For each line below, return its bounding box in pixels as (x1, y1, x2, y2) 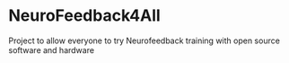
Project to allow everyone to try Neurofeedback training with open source (8, 35, 280, 46)
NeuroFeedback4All (8, 5, 161, 26)
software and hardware (8, 44, 95, 55)
